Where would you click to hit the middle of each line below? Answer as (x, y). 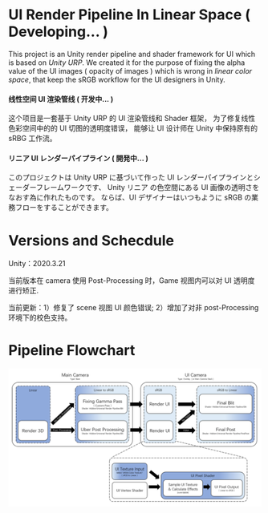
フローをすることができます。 (64, 208)
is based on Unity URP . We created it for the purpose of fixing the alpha (127, 63)
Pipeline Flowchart (72, 351)
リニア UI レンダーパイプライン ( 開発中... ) (78, 158)
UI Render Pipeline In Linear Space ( (130, 15)
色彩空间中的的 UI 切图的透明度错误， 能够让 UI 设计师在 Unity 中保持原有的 (133, 128)
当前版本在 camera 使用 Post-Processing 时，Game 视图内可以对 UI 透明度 (132, 281)
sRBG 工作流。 (32, 139)
